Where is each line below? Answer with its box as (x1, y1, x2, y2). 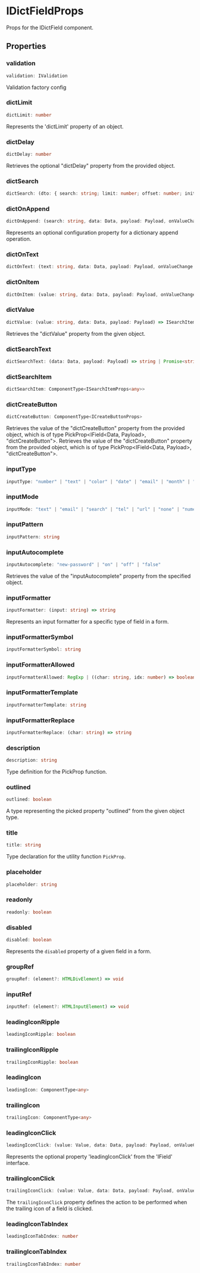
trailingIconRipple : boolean (6, 1059, 79, 1065)
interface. (6, 1159, 30, 1166)
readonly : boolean (6, 909, 52, 915)
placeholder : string (6, 881, 58, 888)
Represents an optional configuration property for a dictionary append (6, 229, 179, 237)
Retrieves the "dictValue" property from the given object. (6, 330, 146, 337)
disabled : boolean (6, 937, 52, 943)
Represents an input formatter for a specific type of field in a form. (6, 618, 169, 625)
